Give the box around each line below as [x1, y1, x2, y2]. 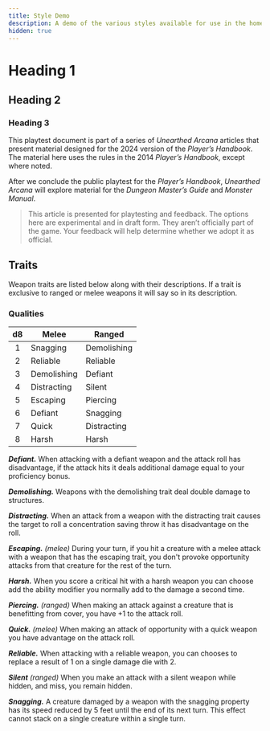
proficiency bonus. [8, 472, 71, 481]
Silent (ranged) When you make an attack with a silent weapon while [8, 672, 236, 683]
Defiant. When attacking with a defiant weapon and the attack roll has [8, 455, 241, 464]
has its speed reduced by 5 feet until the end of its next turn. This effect [8, 705, 247, 715]
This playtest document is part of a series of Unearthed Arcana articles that [8, 136, 260, 145]
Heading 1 [8, 61, 76, 80]
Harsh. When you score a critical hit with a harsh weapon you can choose [8, 576, 254, 586]
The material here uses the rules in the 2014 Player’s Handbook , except [8, 153, 245, 162]
